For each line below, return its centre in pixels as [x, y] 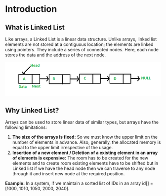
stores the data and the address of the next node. [56, 55]
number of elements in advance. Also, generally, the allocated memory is [86, 142]
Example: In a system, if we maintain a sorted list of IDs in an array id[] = [79, 183]
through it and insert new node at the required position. [68, 174]
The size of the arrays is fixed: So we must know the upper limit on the [85, 137]
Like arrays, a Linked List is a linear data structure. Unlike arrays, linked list [81, 39]
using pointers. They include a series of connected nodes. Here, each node [82, 50]
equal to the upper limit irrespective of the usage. [62, 148]
